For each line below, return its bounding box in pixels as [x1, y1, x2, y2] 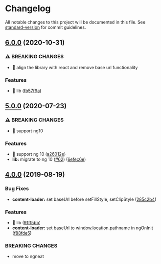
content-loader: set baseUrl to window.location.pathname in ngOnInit [12, 225, 153, 231]
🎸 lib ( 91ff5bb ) [12, 219, 41, 225]
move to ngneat [12, 253, 44, 260]
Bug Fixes [5, 185, 29, 192]
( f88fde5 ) [12, 230, 32, 236]
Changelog [5, 3, 51, 14]
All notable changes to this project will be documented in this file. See [5, 19, 146, 25]
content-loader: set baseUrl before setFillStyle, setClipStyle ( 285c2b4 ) [12, 196, 157, 202]
